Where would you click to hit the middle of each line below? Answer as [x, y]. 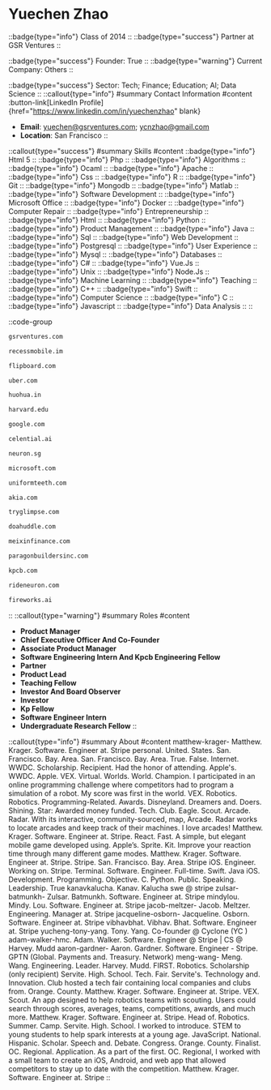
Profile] [91, 102]
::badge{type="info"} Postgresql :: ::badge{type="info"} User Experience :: [133, 246]
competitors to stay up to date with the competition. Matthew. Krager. [124, 1069]
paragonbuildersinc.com [49, 556]
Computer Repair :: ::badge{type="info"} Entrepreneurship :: [108, 211]
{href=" [21, 111]
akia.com [23, 498]
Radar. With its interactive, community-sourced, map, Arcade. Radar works [133, 819]
